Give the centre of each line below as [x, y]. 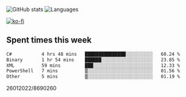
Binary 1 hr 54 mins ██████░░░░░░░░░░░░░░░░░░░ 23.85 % [93, 60]
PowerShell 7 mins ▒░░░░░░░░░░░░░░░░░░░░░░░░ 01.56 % [93, 71]
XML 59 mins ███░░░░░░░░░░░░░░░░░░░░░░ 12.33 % [93, 65]
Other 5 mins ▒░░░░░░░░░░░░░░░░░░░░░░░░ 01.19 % [93, 77]
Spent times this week [49, 40]
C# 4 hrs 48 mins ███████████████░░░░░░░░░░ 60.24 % [93, 54]
